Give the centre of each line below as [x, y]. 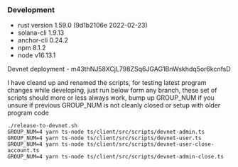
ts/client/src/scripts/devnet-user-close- [150, 144]
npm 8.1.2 [32, 48]
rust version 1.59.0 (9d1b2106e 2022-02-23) [82, 25]
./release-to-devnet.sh [43, 126]
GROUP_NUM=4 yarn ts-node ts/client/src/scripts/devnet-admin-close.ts [115, 157]
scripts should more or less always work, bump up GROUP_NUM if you [111, 98]
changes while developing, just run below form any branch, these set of [112, 91]
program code [28, 113]
